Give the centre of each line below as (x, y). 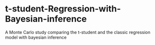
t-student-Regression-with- (63, 9)
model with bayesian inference (36, 37)
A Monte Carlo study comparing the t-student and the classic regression (78, 32)
